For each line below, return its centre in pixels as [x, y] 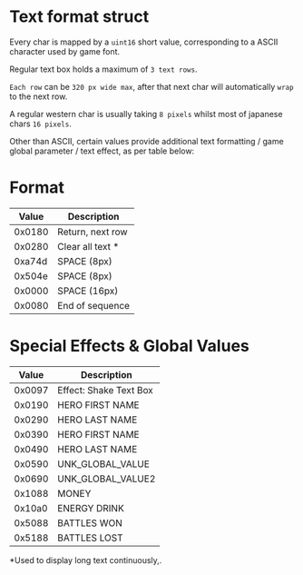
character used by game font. [65, 51]
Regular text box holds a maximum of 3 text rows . [103, 69]
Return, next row [93, 232]
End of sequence [93, 305]
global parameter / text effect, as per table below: [102, 151]
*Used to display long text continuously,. [86, 560]
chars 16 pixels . [41, 124]
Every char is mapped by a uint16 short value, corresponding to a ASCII [144, 42]
